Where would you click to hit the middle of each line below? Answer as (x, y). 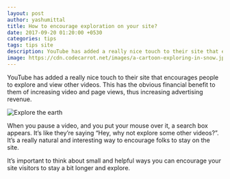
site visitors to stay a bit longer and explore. (69, 167)
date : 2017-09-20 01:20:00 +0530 (55, 32)
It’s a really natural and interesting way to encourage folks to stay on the (108, 140)
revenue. (20, 99)
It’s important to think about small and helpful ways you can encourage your (114, 161)
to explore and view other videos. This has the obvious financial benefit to (111, 84)
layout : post (26, 13)
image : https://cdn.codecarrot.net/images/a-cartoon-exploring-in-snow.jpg (117, 58)
